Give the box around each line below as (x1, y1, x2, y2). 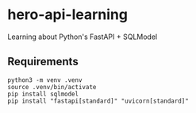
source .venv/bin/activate (7, 83, 97, 91)
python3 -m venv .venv (7, 76, 83, 84)
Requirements (7, 55, 79, 68)
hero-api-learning (7, 6, 129, 24)
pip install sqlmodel (7, 90, 79, 98)
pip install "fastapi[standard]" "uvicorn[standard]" (7, 97, 190, 105)
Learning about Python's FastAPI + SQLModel (7, 32, 158, 41)
